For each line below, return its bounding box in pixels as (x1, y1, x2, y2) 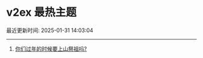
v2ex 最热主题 (6, 5, 77, 19)
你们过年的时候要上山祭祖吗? (14, 45, 87, 52)
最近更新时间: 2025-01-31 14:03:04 (6, 27, 94, 34)
